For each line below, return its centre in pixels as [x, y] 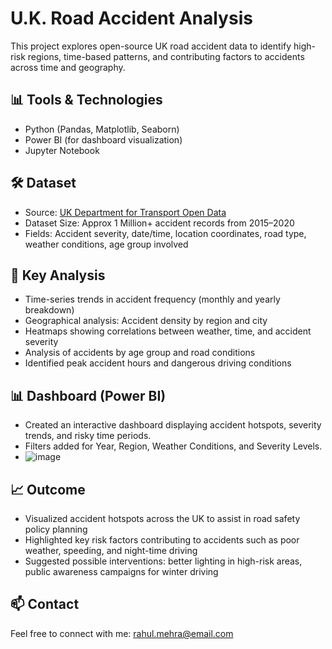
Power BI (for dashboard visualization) [103, 139]
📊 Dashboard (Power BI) [88, 395]
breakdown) [49, 310]
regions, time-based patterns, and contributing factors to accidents [166, 56]
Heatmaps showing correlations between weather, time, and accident [168, 331]
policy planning [56, 529]
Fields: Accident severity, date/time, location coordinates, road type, [165, 233]
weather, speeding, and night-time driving [111, 550]
